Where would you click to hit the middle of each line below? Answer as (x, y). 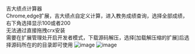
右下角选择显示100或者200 (38, 23)
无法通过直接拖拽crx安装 (36, 30)
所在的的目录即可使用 (47, 45)
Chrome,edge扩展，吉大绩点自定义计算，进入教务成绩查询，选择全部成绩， (97, 16)
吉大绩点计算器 (24, 8)
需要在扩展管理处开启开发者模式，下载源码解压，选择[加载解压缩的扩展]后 (95, 37)
